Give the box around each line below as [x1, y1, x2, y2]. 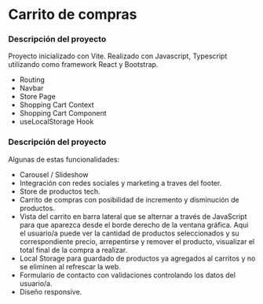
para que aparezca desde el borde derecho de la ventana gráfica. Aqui [19, 220, 249, 229]
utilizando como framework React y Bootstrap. [8, 60, 159, 69]
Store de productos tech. [19, 187, 100, 196]
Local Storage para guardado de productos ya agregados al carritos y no [19, 254, 256, 263]
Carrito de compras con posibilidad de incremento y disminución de [19, 195, 239, 204]
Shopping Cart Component [19, 109, 108, 118]
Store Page [19, 92, 57, 102]
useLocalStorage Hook [19, 117, 94, 127]
